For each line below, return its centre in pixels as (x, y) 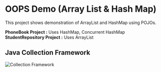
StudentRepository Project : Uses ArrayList (49, 37)
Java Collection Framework (48, 53)
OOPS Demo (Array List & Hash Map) (81, 9)
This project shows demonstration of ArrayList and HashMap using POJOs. (81, 23)
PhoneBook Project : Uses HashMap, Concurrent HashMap (65, 32)
